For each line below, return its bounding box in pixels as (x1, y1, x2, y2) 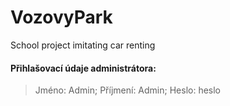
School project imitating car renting (10, 39, 156, 51)
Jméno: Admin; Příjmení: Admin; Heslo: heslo (34, 84, 222, 96)
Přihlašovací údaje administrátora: (10, 62, 157, 74)
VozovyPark (10, 6, 113, 29)
